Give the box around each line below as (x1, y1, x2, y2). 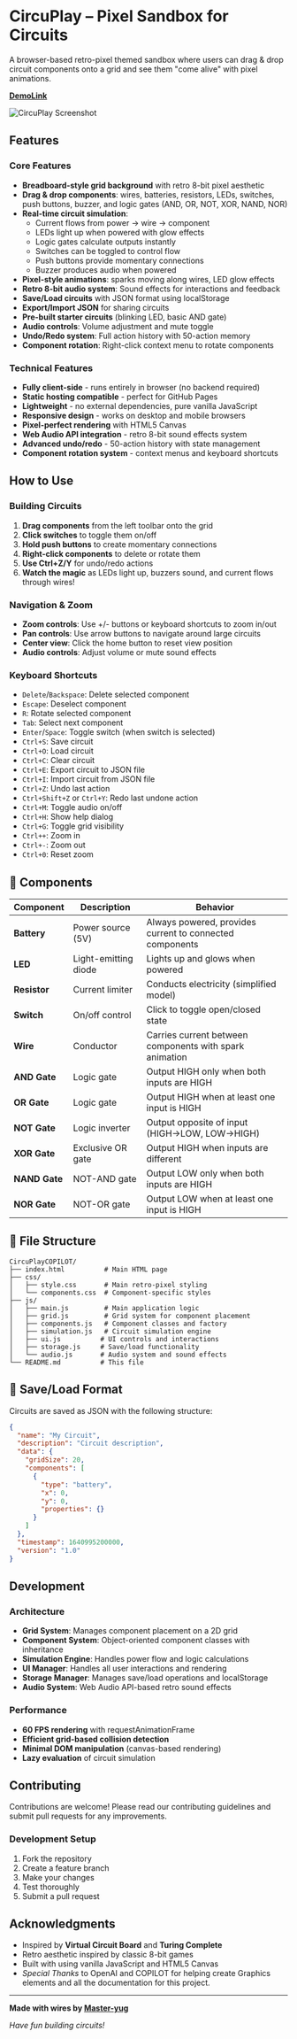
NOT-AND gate (72, 1173, 137, 1186)
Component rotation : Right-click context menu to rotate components (21, 339, 274, 351)
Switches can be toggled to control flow (34, 245, 181, 256)
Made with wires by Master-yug (9, 2003, 129, 2013)
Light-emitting (72, 953, 134, 965)
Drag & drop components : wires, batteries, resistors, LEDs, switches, (21, 189, 275, 200)
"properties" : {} (41, 1505, 104, 1514)
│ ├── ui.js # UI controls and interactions (9, 1334, 219, 1343)
